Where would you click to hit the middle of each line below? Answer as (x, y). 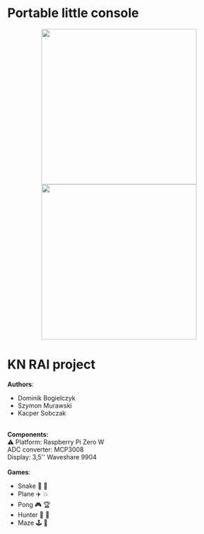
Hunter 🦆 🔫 (33, 514)
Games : (19, 472)
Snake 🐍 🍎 (33, 486)
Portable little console (73, 13)
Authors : (21, 384)
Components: (28, 434)
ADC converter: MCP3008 (46, 449)
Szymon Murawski (45, 405)
